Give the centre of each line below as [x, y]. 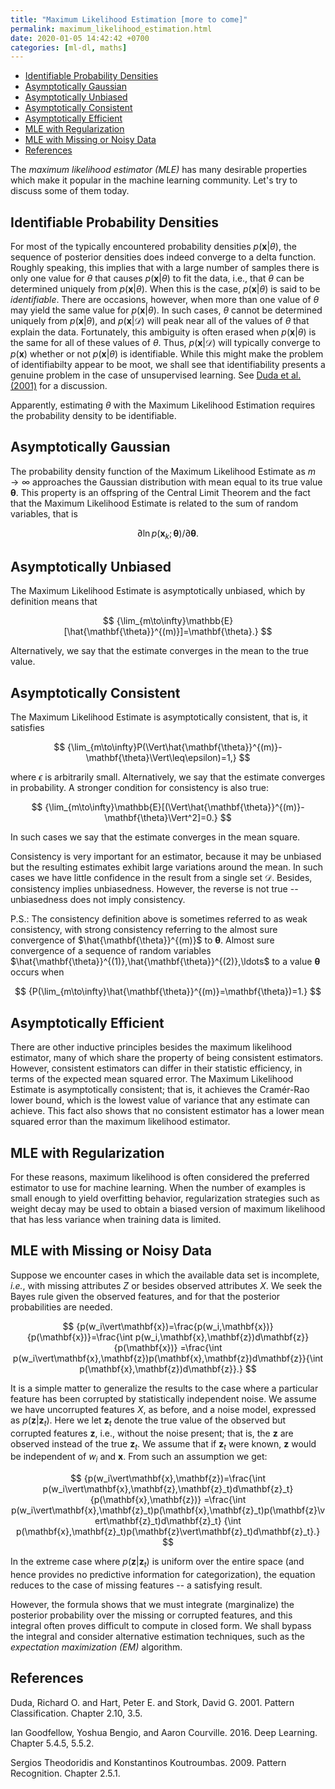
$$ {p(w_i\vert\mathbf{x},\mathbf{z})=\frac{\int [168, 1478]
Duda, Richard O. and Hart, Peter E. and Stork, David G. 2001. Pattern [152, 1702]
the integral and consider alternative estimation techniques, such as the [157, 1636]
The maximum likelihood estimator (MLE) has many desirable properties [159, 170]
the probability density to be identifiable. [93, 416]
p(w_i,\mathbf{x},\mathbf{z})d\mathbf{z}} [222, 1337]
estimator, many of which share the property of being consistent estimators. [167, 1058]
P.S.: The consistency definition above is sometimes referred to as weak [159, 919]
